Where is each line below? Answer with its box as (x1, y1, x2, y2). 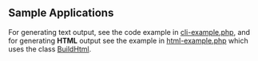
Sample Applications (8, 6, 114, 20)
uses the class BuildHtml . (8, 44, 92, 54)
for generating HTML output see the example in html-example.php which (8, 36, 249, 45)
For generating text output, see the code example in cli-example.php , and (8, 27, 250, 36)
